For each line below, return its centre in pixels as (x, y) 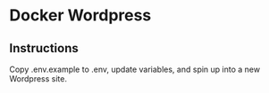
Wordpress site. (38, 79)
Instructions (44, 48)
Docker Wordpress (80, 15)
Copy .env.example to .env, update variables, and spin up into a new (135, 69)
